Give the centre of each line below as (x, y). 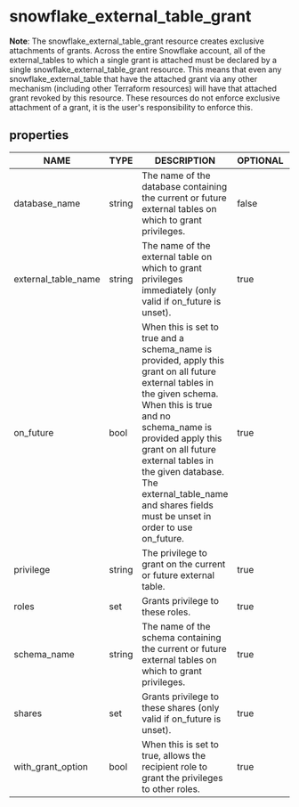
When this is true (177, 404)
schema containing (182, 637)
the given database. (183, 471)
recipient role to (174, 766)
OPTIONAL (260, 160)
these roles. (166, 612)
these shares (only (181, 707)
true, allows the (174, 755)
